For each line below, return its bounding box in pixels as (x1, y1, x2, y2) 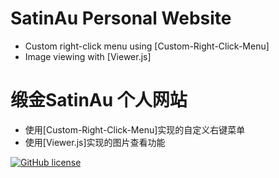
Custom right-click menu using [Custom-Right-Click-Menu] (24, 40, 270, 52)
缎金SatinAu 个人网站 (10, 89, 188, 112)
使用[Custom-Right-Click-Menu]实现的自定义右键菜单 (24, 123, 246, 136)
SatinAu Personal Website (10, 7, 232, 30)
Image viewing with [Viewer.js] (24, 50, 152, 62)
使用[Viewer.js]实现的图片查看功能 (24, 136, 166, 148)
